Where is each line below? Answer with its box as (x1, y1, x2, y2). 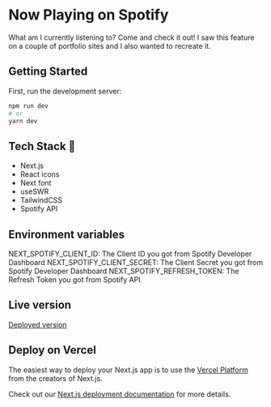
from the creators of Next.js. (8, 373, 103, 383)
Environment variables (8, 227, 125, 241)
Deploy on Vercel (8, 343, 97, 358)
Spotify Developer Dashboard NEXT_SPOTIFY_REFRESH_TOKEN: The (8, 266, 239, 276)
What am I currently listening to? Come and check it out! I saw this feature (8, 32, 255, 42)
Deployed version (8, 319, 67, 329)
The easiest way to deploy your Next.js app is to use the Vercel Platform (8, 365, 249, 375)
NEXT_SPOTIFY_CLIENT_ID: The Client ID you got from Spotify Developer (8, 249, 252, 259)
